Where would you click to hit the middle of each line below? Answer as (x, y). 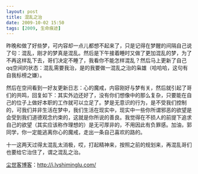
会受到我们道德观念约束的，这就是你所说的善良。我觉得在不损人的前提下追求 (99, 117)
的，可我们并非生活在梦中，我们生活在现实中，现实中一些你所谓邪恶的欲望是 (99, 110)
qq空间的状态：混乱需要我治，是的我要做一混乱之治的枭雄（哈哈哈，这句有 (97, 68)
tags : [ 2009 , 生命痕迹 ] (33, 28)
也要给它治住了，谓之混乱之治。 (45, 152)
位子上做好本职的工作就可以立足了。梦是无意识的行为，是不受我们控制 (101, 103)
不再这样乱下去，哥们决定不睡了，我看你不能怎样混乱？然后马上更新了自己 (96, 60)
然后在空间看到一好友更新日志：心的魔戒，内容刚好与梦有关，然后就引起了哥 (99, 88)
